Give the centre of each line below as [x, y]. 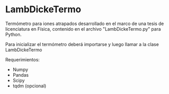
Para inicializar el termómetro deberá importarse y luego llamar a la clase [82, 44]
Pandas [21, 75]
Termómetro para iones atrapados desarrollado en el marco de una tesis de [85, 24]
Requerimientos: [22, 59]
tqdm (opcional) [29, 86]
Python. [14, 34]
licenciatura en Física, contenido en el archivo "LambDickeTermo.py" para [83, 29]
